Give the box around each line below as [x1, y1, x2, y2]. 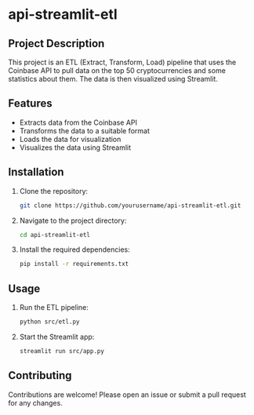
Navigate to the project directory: [19, 216, 127, 225]
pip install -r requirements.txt [19, 260, 129, 268]
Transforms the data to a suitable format [19, 126, 151, 135]
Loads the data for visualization [19, 134, 122, 144]
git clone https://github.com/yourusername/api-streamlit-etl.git [19, 202, 241, 209]
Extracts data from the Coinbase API [19, 118, 137, 127]
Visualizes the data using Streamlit [19, 143, 132, 152]
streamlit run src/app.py [19, 347, 104, 355]
